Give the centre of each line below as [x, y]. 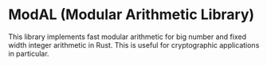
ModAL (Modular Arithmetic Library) [132, 15]
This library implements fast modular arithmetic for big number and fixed [128, 37]
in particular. [29, 53]
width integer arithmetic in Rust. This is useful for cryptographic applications [134, 45]
